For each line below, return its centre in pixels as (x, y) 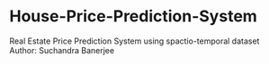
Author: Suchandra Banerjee (62, 50)
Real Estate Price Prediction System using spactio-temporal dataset (134, 41)
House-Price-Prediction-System (134, 16)
